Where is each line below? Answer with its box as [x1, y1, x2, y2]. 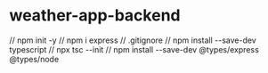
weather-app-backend [9, 5, 181, 26]
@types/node [9, 53, 60, 64]
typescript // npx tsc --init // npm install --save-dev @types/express [9, 44, 260, 54]
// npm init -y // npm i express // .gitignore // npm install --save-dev [9, 35, 256, 45]
